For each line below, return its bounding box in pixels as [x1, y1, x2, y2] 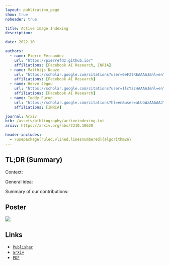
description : [5, 31, 33, 36]
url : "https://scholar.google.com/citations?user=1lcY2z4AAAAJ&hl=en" [14, 86, 165, 91]
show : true [5, 12, 28, 17]
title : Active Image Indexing [5, 26, 69, 31]
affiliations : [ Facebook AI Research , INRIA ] [14, 62, 112, 68]
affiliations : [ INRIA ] [14, 105, 62, 110]
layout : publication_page [5, 7, 59, 13]
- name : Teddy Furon [10, 95, 53, 101]
